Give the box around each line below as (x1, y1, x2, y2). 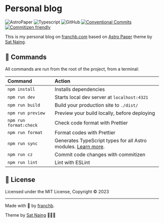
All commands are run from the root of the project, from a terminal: (5, 66, 139, 72)
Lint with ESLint (54, 159, 90, 166)
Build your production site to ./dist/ (54, 101, 138, 108)
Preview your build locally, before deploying (54, 109, 155, 116)
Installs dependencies (54, 86, 105, 93)
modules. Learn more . (54, 143, 105, 150)
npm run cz (7, 152, 33, 157)
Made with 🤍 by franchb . (5, 203, 55, 208)
